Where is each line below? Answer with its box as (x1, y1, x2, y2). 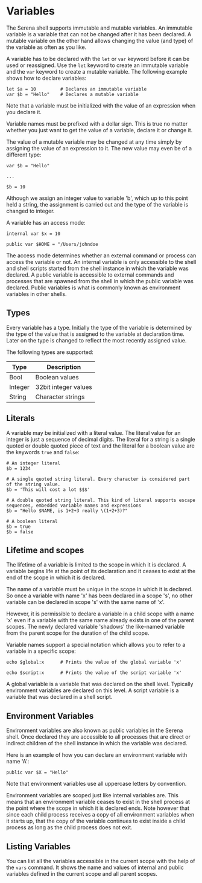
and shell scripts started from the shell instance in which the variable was (6, 265, 189, 272)
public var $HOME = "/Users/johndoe (6, 241, 98, 247)
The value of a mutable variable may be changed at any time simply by (6, 138, 182, 146)
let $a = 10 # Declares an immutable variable (6, 86, 147, 92)
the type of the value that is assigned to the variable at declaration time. (6, 330, 185, 338)
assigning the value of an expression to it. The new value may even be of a (6, 144, 192, 152)
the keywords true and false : (6, 448, 80, 455)
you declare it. (6, 108, 42, 115)
